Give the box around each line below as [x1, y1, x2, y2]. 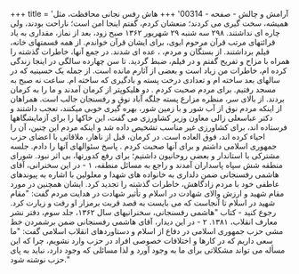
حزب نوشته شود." [10, 254, 70, 264]
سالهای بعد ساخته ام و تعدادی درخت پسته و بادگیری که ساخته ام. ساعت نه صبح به [10, 75, 281, 85]
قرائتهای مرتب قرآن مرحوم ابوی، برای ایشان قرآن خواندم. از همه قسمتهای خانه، [10, 36, 276, 47]
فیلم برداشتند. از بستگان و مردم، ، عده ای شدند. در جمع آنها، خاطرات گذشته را [10, 46, 271, 57]
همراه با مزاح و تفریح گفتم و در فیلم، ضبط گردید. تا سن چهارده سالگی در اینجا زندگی [10, 56, 290, 66]
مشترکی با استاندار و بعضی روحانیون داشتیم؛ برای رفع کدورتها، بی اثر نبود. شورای [10, 150, 280, 160]
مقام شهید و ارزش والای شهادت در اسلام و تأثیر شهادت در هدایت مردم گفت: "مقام [10, 188, 285, 198]
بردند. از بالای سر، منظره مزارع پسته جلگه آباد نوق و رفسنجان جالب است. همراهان [10, 93, 286, 104]
